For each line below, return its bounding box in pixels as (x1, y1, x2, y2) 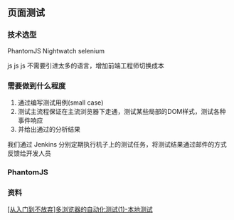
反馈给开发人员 (7, 149, 51, 157)
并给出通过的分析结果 (17, 125, 80, 133)
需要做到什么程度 (7, 80, 66, 90)
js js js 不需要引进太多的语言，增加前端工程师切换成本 (7, 61, 165, 70)
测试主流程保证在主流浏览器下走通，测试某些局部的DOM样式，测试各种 (17, 107, 226, 115)
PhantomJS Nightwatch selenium (7, 46, 105, 55)
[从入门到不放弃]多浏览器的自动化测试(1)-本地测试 (7, 205, 153, 214)
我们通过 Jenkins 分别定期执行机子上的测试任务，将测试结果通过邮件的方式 (7, 140, 228, 148)
